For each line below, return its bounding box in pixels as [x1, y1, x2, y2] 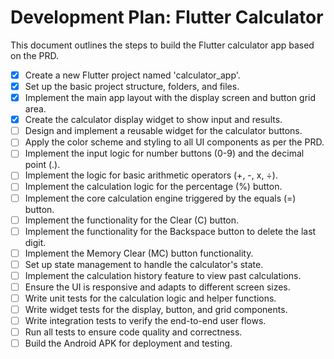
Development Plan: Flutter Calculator [10, 6, 324, 29]
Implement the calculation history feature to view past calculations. [24, 269, 302, 281]
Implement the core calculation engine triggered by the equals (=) [24, 192, 297, 204]
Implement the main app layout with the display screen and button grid [24, 92, 317, 104]
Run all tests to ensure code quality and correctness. [24, 326, 243, 338]
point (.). [24, 159, 61, 171]
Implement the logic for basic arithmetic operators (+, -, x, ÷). [24, 169, 278, 181]
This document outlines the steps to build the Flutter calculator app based [10, 39, 315, 51]
